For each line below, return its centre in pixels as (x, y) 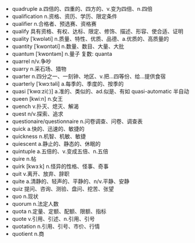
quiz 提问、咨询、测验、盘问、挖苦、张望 (63, 189)
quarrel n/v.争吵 (32, 61)
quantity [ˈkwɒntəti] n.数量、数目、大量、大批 (68, 46)
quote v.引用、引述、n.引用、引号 (53, 219)
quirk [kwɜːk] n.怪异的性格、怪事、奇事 (60, 166)
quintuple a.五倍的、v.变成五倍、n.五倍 (60, 151)
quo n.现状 (25, 196)
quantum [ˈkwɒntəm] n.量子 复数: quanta (62, 54)
